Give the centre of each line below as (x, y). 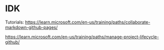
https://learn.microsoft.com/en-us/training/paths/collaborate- (88, 22)
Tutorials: (15, 22)
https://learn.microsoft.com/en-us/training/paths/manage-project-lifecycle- (82, 37)
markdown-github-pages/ (31, 27)
